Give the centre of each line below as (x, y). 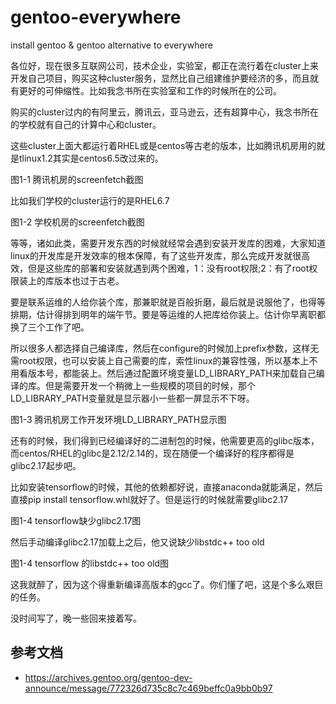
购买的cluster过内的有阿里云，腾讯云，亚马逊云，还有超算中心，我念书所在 (164, 112)
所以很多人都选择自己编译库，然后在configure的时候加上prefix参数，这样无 (165, 348)
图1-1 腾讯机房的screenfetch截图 (77, 179)
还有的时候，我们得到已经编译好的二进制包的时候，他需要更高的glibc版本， (165, 440)
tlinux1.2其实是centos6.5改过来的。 (91, 158)
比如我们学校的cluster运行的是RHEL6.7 (90, 200)
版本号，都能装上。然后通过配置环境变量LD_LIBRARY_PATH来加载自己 (172, 373)
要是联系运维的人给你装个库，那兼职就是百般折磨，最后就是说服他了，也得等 (168, 302)
